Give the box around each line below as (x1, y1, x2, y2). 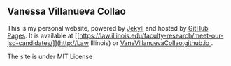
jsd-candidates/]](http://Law (7, 38, 90, 47)
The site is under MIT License (7, 52, 93, 60)
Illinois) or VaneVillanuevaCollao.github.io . (90, 38, 213, 47)
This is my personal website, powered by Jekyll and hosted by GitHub (7, 24, 209, 32)
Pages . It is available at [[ (7, 31, 80, 40)
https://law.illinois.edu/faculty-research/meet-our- (79, 31, 224, 40)
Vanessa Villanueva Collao (7, 6, 126, 17)
